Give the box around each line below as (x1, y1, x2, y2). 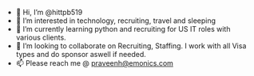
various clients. (15, 32, 66, 42)
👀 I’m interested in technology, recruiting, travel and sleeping (15, 16, 216, 25)
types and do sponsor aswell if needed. (15, 50, 146, 59)
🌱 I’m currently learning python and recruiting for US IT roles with (15, 25, 231, 33)
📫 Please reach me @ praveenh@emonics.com (15, 59, 174, 67)
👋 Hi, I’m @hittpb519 (15, 8, 83, 17)
